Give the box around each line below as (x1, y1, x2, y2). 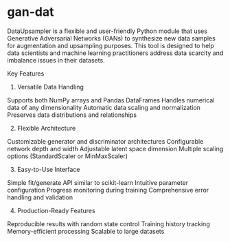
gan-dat (7, 4, 54, 20)
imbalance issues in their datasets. (7, 56, 105, 64)
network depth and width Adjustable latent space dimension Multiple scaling (7, 144, 224, 153)
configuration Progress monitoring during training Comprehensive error (7, 186, 209, 194)
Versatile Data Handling (16, 82, 84, 91)
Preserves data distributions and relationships (7, 111, 137, 119)
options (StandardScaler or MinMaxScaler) (7, 152, 128, 160)
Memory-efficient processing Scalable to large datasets (7, 227, 165, 235)
